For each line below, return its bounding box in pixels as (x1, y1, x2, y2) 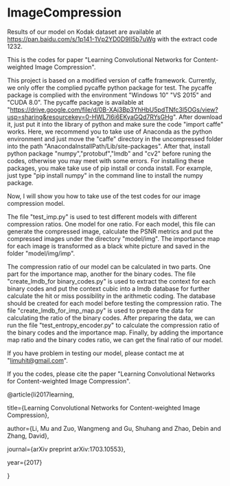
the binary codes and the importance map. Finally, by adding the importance (7, 328, 224, 337)
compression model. (7, 199, 65, 207)
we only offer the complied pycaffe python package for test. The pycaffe (7, 83, 213, 92)
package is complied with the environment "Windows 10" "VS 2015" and (7, 91, 211, 99)
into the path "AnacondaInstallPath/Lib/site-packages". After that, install (7, 142, 211, 150)
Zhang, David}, (7, 432, 49, 440)
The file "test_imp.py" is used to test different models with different (7, 212, 197, 221)
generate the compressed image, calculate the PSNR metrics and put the (7, 227, 214, 235)
